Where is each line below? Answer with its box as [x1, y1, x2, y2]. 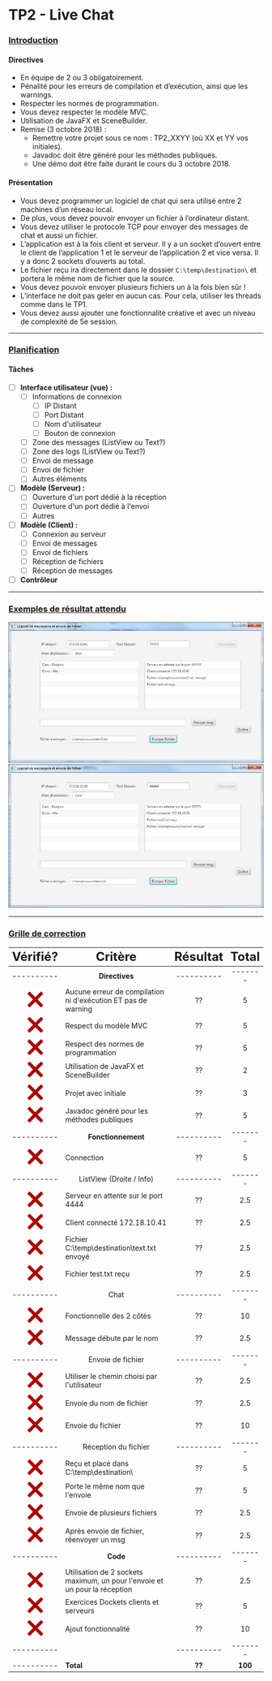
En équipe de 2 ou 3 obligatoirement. [19, 73, 144, 83]
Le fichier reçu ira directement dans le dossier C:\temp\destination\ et [19, 265, 257, 274]
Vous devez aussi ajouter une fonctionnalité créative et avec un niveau [19, 308, 256, 317]
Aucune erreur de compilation [65, 986, 164, 996]
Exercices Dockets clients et [65, 1597, 159, 1606]
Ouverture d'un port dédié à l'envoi [32, 502, 150, 511]
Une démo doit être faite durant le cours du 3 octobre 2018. [32, 159, 231, 169]
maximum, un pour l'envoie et [65, 1576, 164, 1586]
